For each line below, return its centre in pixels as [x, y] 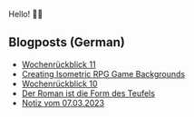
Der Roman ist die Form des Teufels [88, 93]
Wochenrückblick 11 [58, 64]
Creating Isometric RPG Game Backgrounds [103, 73]
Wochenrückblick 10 [59, 83]
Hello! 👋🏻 [26, 14]
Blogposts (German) [67, 42]
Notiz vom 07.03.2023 [63, 102]
